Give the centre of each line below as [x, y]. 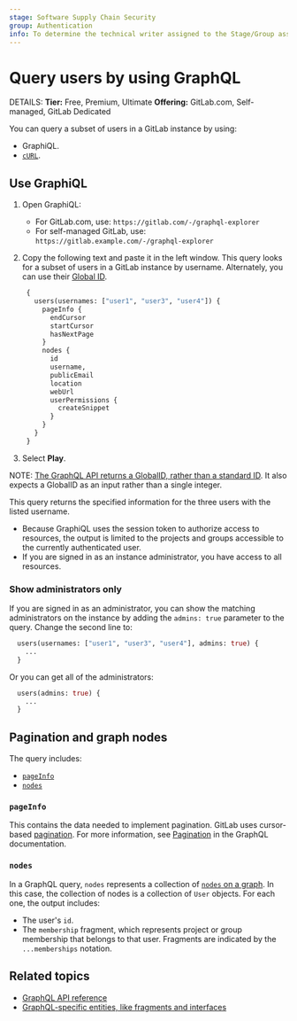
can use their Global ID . [65, 277]
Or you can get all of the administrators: [82, 677]
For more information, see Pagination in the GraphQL [172, 835]
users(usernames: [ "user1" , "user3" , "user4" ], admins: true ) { [138, 643]
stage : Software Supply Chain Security [83, 17]
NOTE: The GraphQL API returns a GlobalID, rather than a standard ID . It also [148, 475]
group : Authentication [51, 26]
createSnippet [84, 409]
